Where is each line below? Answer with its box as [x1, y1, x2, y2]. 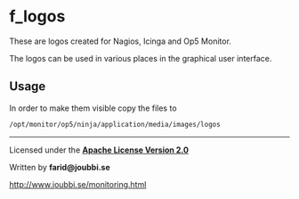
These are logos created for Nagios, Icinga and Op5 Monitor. [9, 36, 231, 46]
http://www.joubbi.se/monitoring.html [9, 178, 147, 189]
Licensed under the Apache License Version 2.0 [9, 145, 190, 155]
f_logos [9, 6, 66, 27]
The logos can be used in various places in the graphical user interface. [9, 53, 272, 63]
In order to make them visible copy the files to [9, 103, 177, 113]
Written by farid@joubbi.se [9, 162, 111, 172]
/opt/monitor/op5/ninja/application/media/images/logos [9, 120, 221, 129]
